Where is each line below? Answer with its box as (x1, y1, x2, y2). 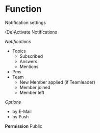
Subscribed (19, 53, 43, 59)
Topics (12, 48, 26, 54)
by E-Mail (12, 109, 32, 114)
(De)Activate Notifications (5, 29, 57, 35)
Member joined (19, 84, 50, 90)
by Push (12, 113, 29, 119)
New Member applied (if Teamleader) (19, 79, 96, 85)
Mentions (19, 64, 39, 69)
